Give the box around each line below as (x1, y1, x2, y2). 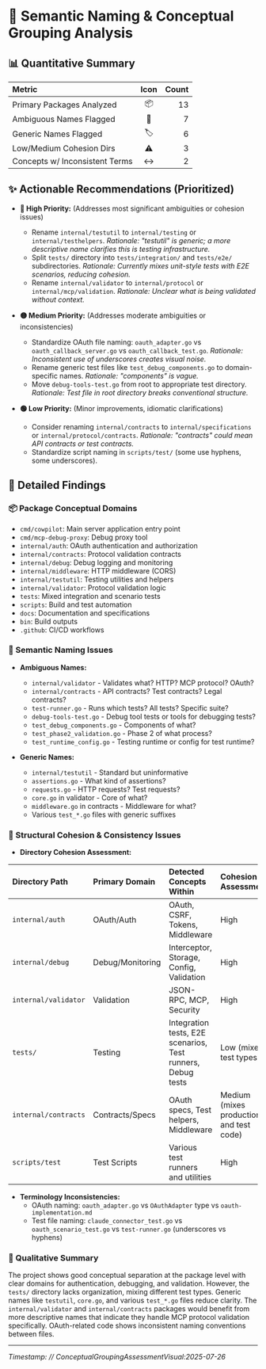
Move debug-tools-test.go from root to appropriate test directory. (31, 379, 247, 389)
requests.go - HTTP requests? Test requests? (31, 784, 180, 794)
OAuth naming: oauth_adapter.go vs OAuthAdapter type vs (31, 1200, 219, 1211)
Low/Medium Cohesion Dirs (12, 143, 116, 154)
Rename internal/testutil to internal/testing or (31, 227, 196, 237)
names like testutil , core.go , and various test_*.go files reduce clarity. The (8, 1295, 257, 1306)
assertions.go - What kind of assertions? (31, 776, 166, 785)
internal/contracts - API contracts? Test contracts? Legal (31, 686, 222, 696)
